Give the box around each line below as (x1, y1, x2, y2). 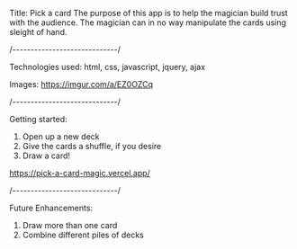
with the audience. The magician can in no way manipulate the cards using (9, 17, 286, 28)
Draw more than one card (22, 220, 118, 230)
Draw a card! (22, 150, 70, 161)
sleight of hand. (9, 27, 67, 37)
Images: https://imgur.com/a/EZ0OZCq (9, 79, 153, 89)
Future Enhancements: (9, 202, 93, 213)
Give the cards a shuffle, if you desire (22, 141, 162, 151)
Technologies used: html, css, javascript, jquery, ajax (9, 62, 205, 72)
